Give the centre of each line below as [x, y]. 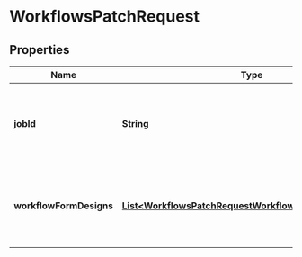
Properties [40, 50]
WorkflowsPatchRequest [105, 17]
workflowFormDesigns [64, 206]
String [135, 124]
